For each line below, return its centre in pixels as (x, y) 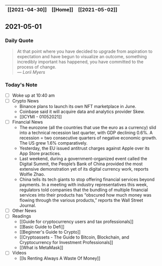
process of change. (37, 67)
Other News (24, 211)
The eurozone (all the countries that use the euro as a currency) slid (88, 128)
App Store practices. (40, 154)
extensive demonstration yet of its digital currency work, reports (84, 169)
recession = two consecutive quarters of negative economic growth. (88, 138)
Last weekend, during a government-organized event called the (83, 159)
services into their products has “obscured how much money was (85, 195)
